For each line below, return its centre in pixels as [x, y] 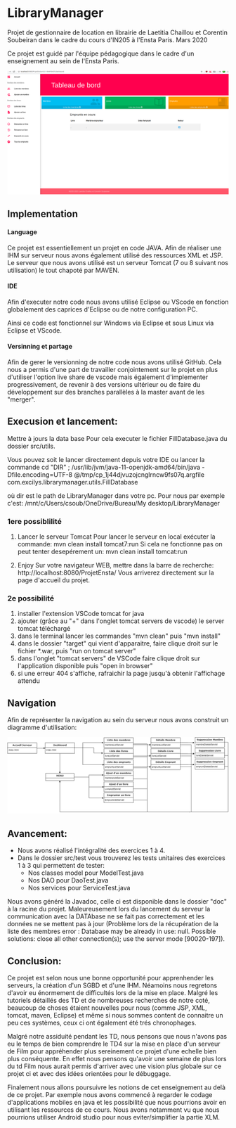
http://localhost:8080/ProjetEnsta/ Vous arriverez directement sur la [116, 573]
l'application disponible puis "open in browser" [85, 666]
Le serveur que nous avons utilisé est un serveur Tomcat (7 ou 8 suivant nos [118, 262]
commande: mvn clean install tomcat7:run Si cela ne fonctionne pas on [120, 544]
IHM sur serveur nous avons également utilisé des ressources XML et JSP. [115, 255]
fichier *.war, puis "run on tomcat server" [77, 651]
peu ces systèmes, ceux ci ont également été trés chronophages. [102, 1023]
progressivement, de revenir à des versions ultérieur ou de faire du [104, 384]
